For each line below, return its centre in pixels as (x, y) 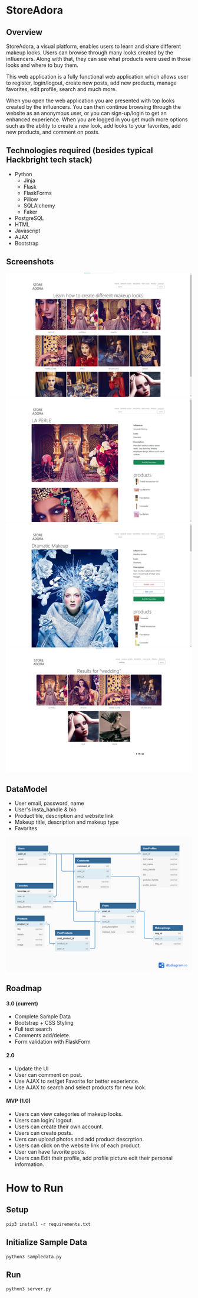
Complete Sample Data (42, 1017)
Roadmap (24, 988)
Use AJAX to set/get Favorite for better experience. (77, 1081)
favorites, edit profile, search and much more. (62, 89)
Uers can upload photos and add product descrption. (79, 1139)
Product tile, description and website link (64, 816)
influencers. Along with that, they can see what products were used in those (99, 59)
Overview (24, 32)
